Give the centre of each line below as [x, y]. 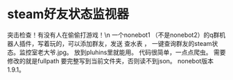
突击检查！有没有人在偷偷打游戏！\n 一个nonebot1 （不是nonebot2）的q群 [113, 35]
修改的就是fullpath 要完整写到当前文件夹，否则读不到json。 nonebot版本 [110, 61]
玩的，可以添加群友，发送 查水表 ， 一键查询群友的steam [131, 43]
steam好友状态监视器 [68, 14]
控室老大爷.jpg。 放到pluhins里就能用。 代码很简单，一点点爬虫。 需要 [126, 52]
